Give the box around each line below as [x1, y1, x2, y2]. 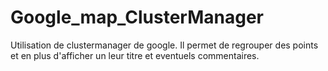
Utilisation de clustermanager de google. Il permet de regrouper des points [10, 39, 319, 51]
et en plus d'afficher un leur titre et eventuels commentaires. [10, 49, 260, 61]
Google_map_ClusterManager [10, 6, 264, 29]
